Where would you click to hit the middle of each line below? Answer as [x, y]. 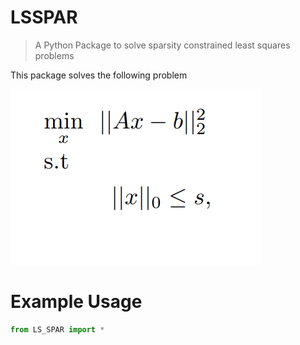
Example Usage [76, 302]
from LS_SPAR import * [57, 329]
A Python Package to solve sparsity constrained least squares [162, 45]
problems [54, 55]
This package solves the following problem [99, 75]
